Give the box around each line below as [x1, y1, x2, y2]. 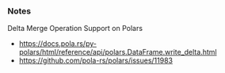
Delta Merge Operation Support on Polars [7, 24, 143, 33]
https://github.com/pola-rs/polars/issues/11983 [18, 56, 174, 65]
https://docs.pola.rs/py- [18, 39, 97, 48]
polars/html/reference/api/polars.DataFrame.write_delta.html [18, 48, 217, 57]
